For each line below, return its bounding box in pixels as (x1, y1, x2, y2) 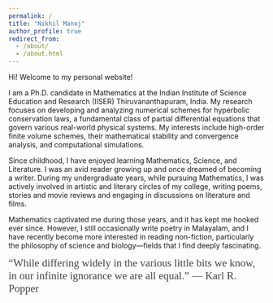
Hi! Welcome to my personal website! (8, 72, 133, 81)
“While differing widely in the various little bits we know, (8, 257, 256, 270)
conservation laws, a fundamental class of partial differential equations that (8, 114, 261, 123)
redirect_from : (8, 34, 60, 43)
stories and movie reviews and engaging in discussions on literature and (8, 191, 250, 200)
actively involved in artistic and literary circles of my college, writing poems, (8, 182, 262, 191)
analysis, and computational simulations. (8, 140, 145, 149)
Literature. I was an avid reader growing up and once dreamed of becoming (8, 165, 262, 173)
